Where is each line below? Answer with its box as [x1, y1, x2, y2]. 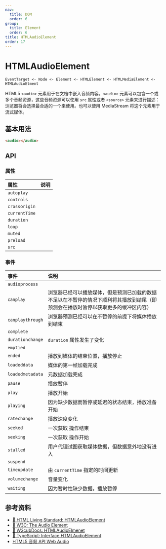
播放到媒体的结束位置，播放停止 [47, 353, 123, 360]
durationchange [7, 337, 43, 343]
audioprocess [7, 282, 39, 287]
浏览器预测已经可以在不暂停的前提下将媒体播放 [47, 313, 157, 320]
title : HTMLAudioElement [5, 35, 56, 40]
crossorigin [7, 204, 36, 210]
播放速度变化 [47, 415, 78, 422]
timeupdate [7, 467, 33, 473]
